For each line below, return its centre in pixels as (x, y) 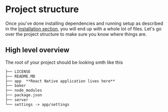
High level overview (38, 50)
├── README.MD (20, 76)
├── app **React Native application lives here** (60, 81)
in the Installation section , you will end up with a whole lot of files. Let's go (83, 28)
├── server (17, 100)
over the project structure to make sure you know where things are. (76, 34)
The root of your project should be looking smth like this (64, 62)
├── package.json (24, 95)
